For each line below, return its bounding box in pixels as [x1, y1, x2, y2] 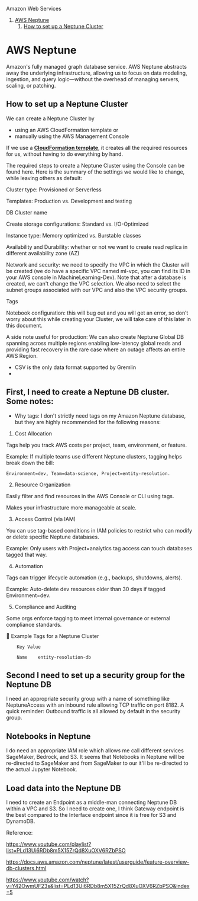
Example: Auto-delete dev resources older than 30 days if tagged [6, 585, 165, 592]
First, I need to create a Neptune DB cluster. [6, 387, 170, 397]
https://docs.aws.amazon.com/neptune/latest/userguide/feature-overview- [6, 858, 190, 865]
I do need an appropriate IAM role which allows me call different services [6, 747, 184, 754]
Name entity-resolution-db [17, 654, 92, 660]
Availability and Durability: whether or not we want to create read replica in [6, 243, 188, 251]
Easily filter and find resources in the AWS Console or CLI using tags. [6, 492, 174, 499]
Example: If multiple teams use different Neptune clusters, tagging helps [6, 453, 182, 460]
